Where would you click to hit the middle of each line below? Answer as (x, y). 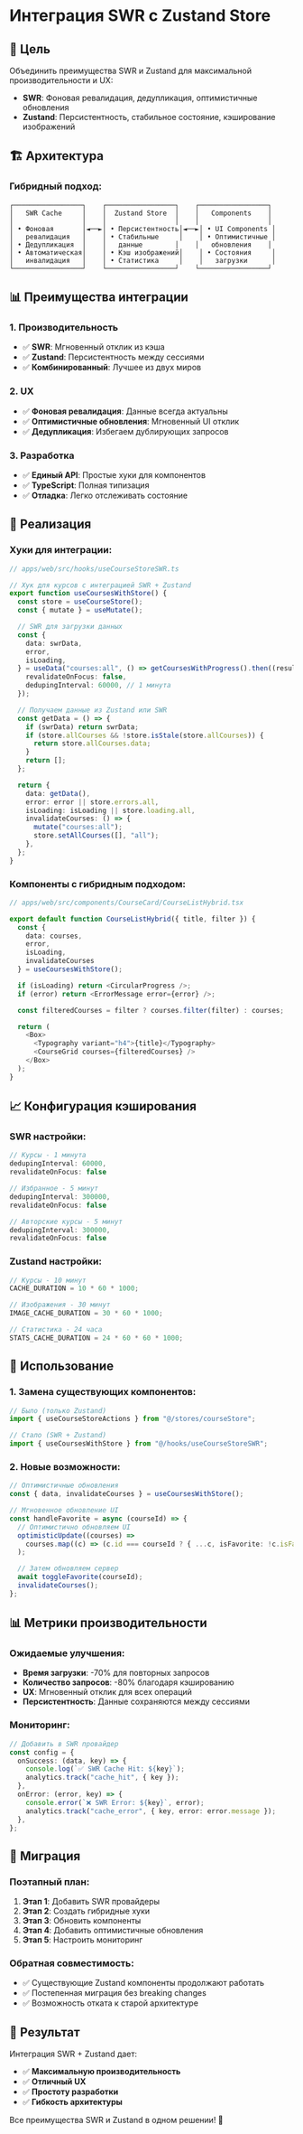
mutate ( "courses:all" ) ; (78, 828)
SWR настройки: (48, 1137)
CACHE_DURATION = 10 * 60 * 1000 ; (74, 1288)
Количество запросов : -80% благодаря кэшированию (128, 1682)
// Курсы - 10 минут (48, 1280)
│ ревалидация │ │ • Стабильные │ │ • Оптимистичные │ (143, 237)
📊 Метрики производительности (108, 1623)
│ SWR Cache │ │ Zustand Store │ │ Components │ (141, 213)
